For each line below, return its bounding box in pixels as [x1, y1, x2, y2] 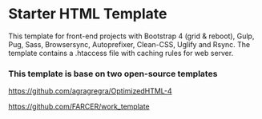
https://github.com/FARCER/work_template [8, 101, 150, 112]
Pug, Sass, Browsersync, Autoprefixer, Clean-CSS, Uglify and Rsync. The [8, 39, 251, 49]
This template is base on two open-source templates [8, 68, 218, 79]
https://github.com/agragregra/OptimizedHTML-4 [8, 86, 172, 96]
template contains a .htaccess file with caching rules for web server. [8, 48, 234, 58]
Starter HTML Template [8, 5, 167, 23]
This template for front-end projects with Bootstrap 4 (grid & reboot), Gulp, [8, 31, 255, 41]
